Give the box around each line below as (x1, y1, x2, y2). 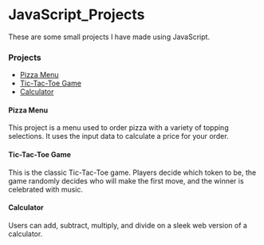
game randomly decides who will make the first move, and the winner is (8, 176, 245, 185)
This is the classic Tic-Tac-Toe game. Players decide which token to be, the (8, 168, 257, 177)
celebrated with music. (8, 184, 84, 194)
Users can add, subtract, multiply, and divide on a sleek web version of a (8, 220, 247, 230)
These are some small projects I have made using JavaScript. (8, 32, 210, 41)
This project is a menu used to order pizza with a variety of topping (8, 123, 229, 132)
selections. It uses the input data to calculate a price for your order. (8, 132, 229, 141)
